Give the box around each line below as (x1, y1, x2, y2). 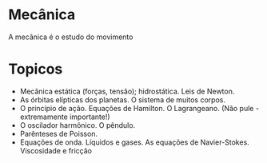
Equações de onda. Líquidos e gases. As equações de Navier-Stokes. (19, 137, 249, 147)
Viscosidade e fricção (19, 145, 92, 155)
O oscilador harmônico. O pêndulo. (19, 120, 136, 129)
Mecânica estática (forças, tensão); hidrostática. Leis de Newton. (19, 86, 235, 96)
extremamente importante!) (19, 112, 110, 121)
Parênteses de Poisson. (19, 129, 98, 138)
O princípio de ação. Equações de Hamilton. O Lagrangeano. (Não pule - (19, 103, 260, 113)
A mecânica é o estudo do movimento (8, 32, 133, 42)
